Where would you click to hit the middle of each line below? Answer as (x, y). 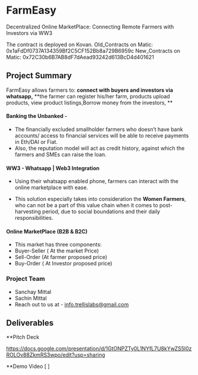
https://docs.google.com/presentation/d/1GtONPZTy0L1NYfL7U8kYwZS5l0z (99, 349)
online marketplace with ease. (51, 188)
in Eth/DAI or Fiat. (36, 142)
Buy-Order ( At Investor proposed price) (63, 264)
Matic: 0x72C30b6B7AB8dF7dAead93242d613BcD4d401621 (80, 57)
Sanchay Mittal (33, 291)
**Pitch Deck (23, 337)
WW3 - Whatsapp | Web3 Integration (53, 168)
